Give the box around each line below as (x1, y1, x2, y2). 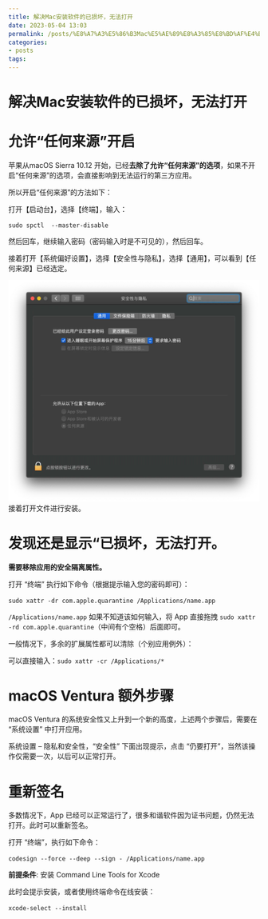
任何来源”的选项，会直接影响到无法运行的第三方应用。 (18, 170, 197, 180)
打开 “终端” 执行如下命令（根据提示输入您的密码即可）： (8, 579, 190, 589)
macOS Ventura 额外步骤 (8, 686, 174, 705)
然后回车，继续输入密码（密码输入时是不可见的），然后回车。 (8, 237, 207, 246)
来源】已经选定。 (14, 264, 72, 274)
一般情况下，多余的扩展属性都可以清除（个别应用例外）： (8, 638, 194, 648)
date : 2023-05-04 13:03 (8, 21, 88, 30)
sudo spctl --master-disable (8, 222, 109, 230)
